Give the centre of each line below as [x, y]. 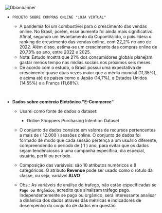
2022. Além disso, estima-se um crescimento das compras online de [88, 47]
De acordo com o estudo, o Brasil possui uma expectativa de [80, 67]
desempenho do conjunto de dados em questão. [68, 205]
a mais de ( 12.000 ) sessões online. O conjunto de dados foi [80, 135]
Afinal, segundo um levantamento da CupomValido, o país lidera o [85, 37]
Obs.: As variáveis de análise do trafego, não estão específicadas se [88, 185]
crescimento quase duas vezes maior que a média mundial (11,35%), [88, 73]
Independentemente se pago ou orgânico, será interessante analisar [88, 195]
